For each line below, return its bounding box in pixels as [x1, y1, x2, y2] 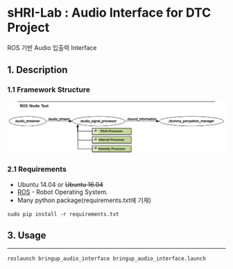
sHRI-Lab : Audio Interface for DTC [7, 5, 212, 21]
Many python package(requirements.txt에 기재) [17, 196, 151, 204]
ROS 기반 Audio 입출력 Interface [7, 43, 97, 51]
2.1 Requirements [7, 165, 67, 174]
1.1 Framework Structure [7, 85, 90, 95]
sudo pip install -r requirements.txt [7, 211, 119, 218]
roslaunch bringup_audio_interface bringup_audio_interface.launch [7, 255, 207, 262]
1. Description [7, 64, 68, 76]
